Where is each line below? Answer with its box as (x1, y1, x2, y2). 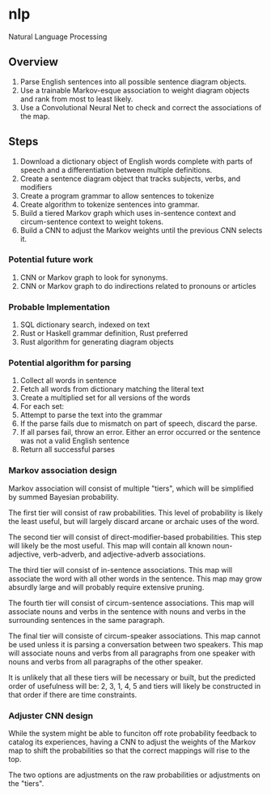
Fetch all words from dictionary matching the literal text (19, 385, 205, 394)
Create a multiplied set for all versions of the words (19, 393, 191, 402)
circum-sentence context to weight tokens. (19, 217, 164, 226)
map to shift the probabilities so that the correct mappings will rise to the (8, 746, 251, 755)
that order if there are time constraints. (8, 690, 138, 699)
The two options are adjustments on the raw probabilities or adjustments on (8, 770, 260, 780)
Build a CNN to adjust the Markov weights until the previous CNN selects (19, 225, 263, 235)
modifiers (19, 182, 53, 191)
